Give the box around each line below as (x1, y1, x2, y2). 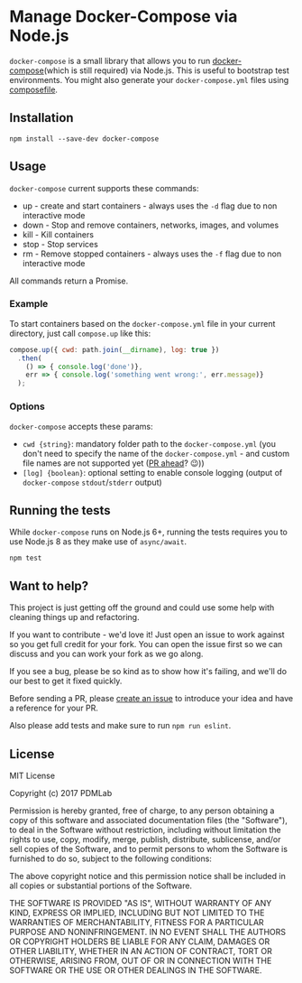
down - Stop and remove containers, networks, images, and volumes (22, 219, 279, 230)
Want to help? (9, 578, 89, 593)
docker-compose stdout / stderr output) (22, 477, 162, 487)
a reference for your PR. (9, 702, 99, 714)
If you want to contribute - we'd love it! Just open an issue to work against (9, 629, 286, 640)
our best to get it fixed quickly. (9, 675, 123, 687)
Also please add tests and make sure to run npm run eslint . (9, 720, 232, 731)
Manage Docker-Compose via (9, 6, 238, 27)
